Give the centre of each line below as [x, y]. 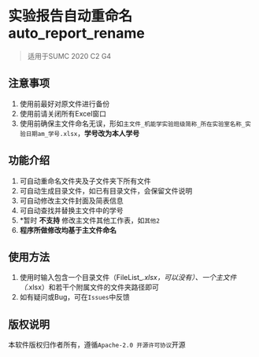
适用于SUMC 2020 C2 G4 [69, 56]
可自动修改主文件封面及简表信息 [71, 201]
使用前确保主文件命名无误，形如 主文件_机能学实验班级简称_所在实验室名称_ [132, 123]
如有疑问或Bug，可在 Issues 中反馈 [74, 297]
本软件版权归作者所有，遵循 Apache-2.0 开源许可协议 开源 [97, 345]
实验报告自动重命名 [70, 16]
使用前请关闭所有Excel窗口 [63, 113]
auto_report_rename [77, 33]
